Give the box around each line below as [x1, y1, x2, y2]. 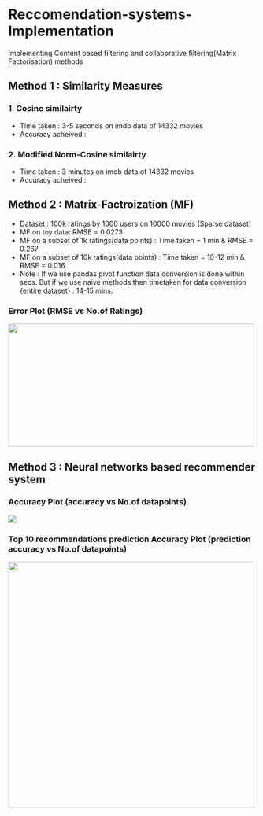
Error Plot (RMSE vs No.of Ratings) [8, 305, 143, 316]
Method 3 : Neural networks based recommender [8, 460, 256, 474]
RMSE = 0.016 [19, 260, 65, 270]
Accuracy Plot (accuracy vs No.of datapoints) [8, 497, 187, 508]
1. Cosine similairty [8, 103, 83, 114]
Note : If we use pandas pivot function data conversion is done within [19, 269, 245, 279]
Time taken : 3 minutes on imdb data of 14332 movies [19, 167, 194, 176]
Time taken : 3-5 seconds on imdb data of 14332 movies [19, 120, 203, 131]
